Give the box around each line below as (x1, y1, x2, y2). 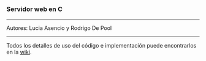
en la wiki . (6, 48, 32, 56)
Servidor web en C (6, 5, 63, 13)
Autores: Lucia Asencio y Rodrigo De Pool (6, 24, 112, 32)
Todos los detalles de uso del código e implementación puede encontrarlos (6, 42, 197, 49)
